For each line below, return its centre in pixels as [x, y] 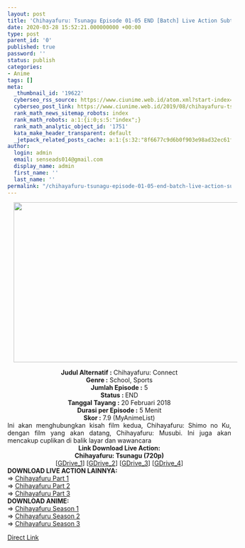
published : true [31, 47]
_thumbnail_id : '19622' [49, 93]
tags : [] [20, 80]
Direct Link [23, 537]
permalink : [23, 186]
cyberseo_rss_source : [46, 100]
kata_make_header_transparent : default [73, 133]
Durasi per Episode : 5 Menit [119, 411]
